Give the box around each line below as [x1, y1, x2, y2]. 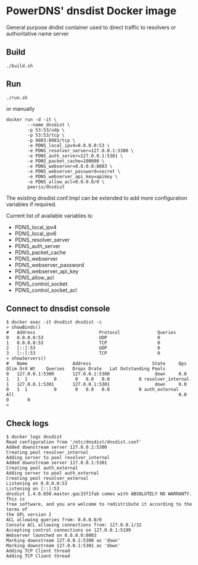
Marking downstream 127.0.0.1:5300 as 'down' [6, 538, 120, 544]
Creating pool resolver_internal [6, 450, 89, 455]
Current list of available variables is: [6, 212, 94, 219]
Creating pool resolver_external [6, 476, 89, 481]
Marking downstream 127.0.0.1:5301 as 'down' [6, 543, 120, 549]
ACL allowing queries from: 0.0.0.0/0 [6, 517, 102, 523]
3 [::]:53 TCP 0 [6, 351, 161, 357]
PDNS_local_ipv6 [14, 230, 57, 237]
